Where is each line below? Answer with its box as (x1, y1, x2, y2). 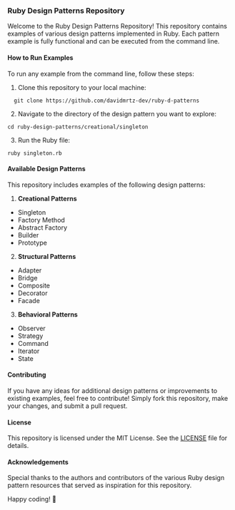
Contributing (7, 370, 46, 379)
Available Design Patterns (7, 165, 86, 173)
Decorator (17, 288, 48, 297)
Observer (17, 324, 46, 332)
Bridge (17, 273, 38, 282)
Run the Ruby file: (17, 136, 70, 144)
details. (7, 442, 29, 450)
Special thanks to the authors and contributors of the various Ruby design (7, 474, 225, 482)
